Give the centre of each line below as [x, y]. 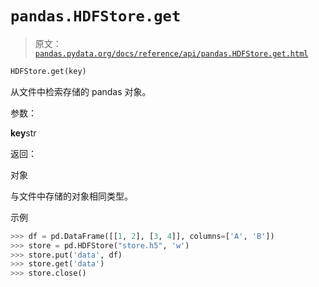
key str [23, 133]
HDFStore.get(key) [48, 71]
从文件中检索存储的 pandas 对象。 [81, 91]
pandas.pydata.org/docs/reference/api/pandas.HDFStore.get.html [171, 53]
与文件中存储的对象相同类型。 [71, 196]
